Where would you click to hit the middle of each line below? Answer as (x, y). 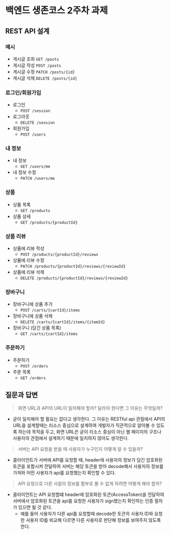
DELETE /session (38, 123)
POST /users (33, 135)
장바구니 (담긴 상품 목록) (37, 328)
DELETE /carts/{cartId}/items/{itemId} (63, 322)
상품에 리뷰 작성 (28, 248)
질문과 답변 (22, 395)
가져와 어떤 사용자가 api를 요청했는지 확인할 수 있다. (64, 473)
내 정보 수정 (25, 173)
